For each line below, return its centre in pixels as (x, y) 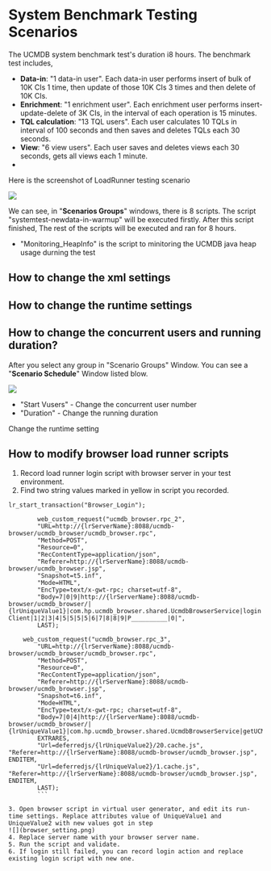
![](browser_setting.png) (52, 831)
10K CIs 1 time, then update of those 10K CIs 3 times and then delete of (138, 87)
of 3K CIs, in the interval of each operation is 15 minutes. (163, 113)
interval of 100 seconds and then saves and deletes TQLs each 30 (130, 130)
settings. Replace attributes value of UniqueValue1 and (124, 816)
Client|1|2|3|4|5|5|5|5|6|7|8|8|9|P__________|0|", (97, 619)
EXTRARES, (54, 738)
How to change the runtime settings (100, 305)
